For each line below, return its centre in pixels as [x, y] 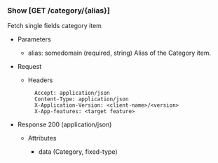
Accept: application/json [72, 93]
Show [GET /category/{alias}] [59, 11]
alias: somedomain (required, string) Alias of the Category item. [120, 53]
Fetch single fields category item [54, 26]
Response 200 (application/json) [64, 124]
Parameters [34, 39]
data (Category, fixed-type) [78, 152]
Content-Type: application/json [81, 99]
